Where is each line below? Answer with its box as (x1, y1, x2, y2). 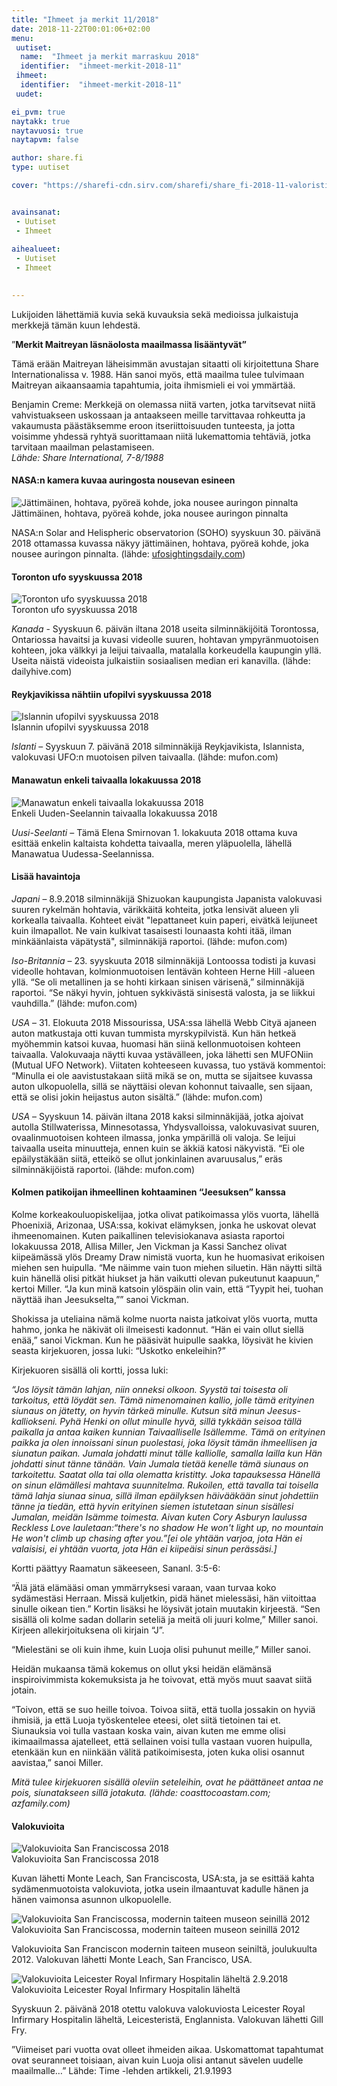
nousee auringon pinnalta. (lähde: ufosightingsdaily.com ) (11, 547, 246, 560)
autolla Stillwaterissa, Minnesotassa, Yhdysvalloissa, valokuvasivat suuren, (11, 1121, 320, 1133)
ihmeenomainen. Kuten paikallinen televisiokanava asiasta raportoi (11, 1229, 286, 1241)
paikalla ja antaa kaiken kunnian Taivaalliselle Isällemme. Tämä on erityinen (11, 1426, 326, 1438)
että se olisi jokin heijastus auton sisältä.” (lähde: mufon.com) (11, 1091, 264, 1103)
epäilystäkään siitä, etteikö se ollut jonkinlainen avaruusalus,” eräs (11, 1152, 283, 1165)
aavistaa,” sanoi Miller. (11, 1756, 104, 1768)
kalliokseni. (11, 1415, 58, 1427)
